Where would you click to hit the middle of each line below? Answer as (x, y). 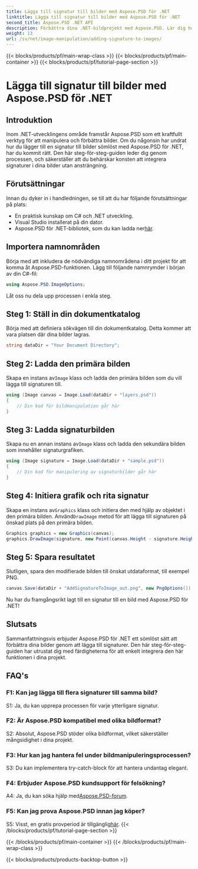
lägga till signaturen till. (34, 384)
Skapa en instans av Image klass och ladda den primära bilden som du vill (94, 378)
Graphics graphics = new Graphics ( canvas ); (60, 533)
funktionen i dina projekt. (36, 657)
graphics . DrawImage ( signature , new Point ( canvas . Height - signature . (93, 539)
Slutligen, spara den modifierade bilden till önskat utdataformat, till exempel (98, 571)
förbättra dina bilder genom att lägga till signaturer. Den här (78, 645)
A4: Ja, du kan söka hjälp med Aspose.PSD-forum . (67, 796)
